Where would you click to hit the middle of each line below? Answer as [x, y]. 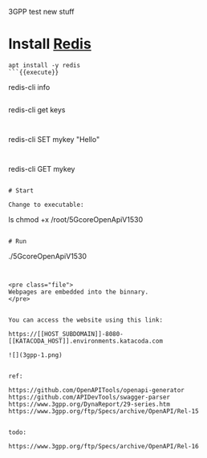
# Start [21, 190]
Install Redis [50, 44]
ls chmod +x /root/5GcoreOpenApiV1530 [76, 219]
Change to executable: [46, 205]
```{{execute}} [34, 72]
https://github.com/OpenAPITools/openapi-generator [96, 390]
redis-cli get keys [37, 109]
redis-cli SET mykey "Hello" [54, 139]
